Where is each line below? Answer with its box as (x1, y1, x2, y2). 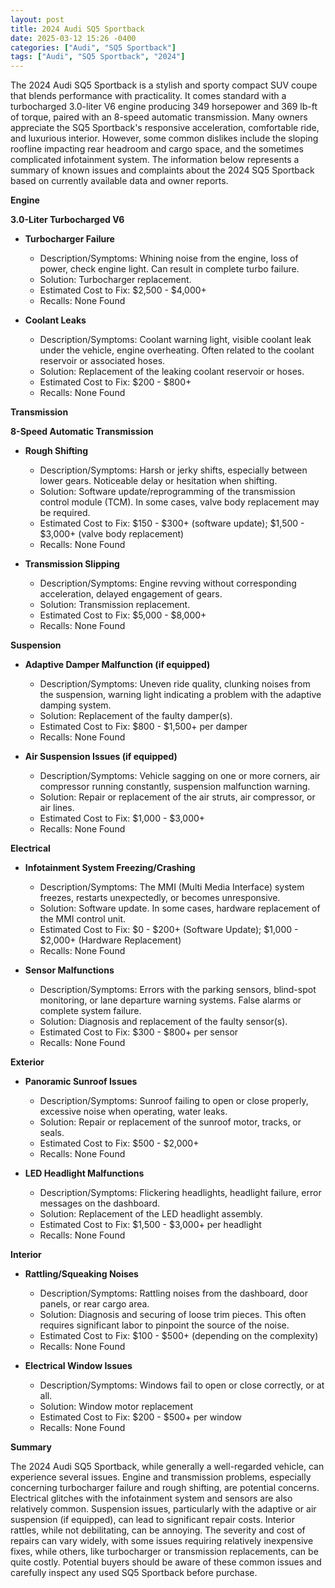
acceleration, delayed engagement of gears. (39, 588, 223, 600)
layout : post (10, 14, 65, 25)
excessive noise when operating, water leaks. (39, 1106, 228, 1118)
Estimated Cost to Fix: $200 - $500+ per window (39, 1411, 243, 1423)
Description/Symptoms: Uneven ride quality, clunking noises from (39, 678, 311, 690)
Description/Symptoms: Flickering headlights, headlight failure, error (39, 1187, 322, 1199)
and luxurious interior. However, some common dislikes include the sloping (10, 132, 319, 145)
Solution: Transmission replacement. (39, 599, 191, 611)
